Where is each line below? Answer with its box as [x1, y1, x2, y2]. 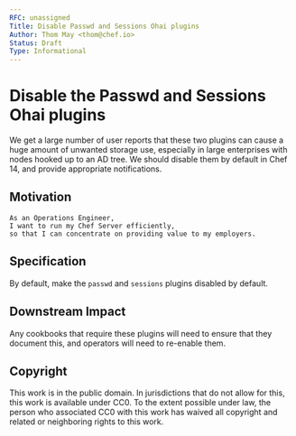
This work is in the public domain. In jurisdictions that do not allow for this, [9, 387, 286, 398]
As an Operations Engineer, [9, 213, 116, 222]
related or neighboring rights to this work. [9, 416, 164, 427]
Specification [9, 254, 87, 269]
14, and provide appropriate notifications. [9, 163, 162, 174]
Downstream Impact [9, 304, 126, 320]
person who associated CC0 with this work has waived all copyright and [9, 407, 278, 418]
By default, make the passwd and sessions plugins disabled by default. [9, 277, 269, 289]
